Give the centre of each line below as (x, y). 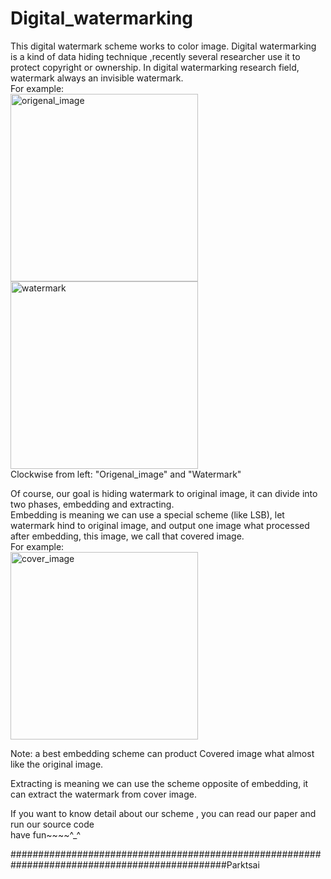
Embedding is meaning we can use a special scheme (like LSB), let (147, 514)
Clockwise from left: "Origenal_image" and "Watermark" (126, 474)
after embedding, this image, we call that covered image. (127, 536)
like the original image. (57, 764)
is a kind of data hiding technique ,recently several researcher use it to (155, 56)
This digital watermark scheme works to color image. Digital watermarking (163, 46)
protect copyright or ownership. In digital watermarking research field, (155, 67)
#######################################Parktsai (135, 864)
